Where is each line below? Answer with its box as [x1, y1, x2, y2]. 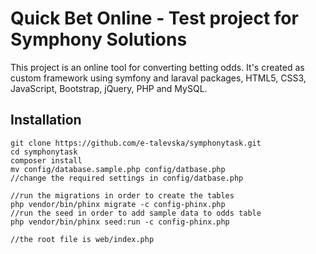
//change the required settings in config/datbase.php [10, 173, 244, 183]
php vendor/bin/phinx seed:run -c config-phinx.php [10, 217, 230, 227]
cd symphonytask [10, 147, 78, 157]
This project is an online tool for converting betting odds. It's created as [10, 61, 305, 73]
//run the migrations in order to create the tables [10, 190, 235, 201]
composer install [10, 155, 83, 166]
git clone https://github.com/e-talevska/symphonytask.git [10, 138, 262, 148]
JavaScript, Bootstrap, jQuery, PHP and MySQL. [10, 82, 208, 94]
